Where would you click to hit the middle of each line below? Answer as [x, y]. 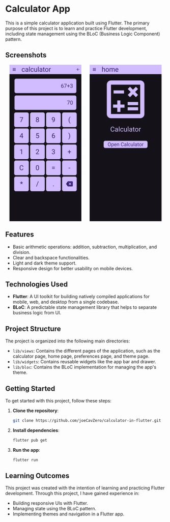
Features [20, 235]
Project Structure [33, 329]
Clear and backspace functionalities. [51, 257]
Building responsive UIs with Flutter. [50, 503]
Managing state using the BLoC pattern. [54, 509]
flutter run [25, 460]
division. [21, 252]
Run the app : [26, 450]
